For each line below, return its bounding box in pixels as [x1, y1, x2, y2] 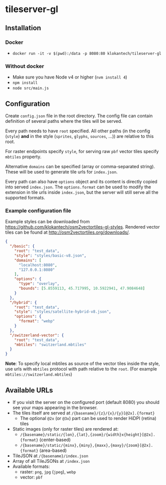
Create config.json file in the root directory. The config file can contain [5, 112, 153, 119]
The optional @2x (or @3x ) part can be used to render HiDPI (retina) [20, 415, 157, 421]
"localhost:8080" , [18, 262, 57, 267]
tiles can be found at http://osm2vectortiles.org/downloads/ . [5, 229, 130, 235]
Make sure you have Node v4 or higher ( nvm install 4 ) [12, 74, 127, 80]
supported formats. [5, 194, 45, 200]
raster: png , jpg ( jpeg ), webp [20, 468, 76, 474]
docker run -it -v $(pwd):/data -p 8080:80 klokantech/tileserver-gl [12, 51, 162, 56]
